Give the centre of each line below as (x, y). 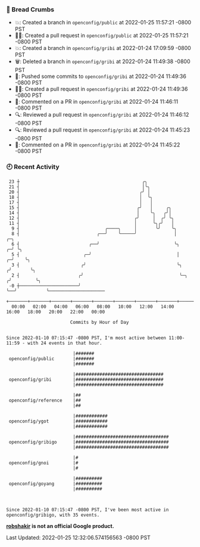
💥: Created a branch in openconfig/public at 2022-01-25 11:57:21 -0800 (103, 23)
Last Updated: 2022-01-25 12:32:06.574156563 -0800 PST (78, 537)
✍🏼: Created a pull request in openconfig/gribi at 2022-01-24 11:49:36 (101, 89)
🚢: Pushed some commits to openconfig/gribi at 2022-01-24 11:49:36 (100, 76)
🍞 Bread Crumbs (30, 10)
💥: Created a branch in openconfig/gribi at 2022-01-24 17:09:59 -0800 (103, 48)
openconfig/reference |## (45, 400)
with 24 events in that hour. (65, 343)
